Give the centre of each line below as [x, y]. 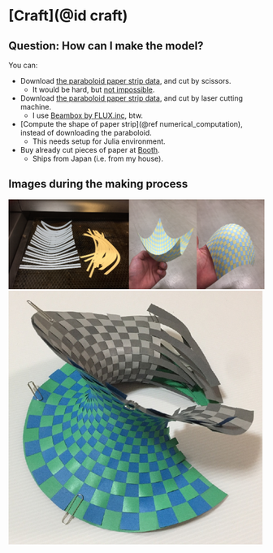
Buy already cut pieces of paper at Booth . [90, 150]
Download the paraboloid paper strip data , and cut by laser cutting [132, 98]
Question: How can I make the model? [106, 46]
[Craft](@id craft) [68, 16]
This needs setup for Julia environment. [99, 141]
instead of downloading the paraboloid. [86, 133]
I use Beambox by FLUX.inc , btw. [88, 115]
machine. [36, 107]
